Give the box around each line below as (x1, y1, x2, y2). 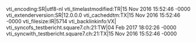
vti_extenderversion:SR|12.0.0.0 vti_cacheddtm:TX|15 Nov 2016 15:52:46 (6, 12, 181, 19)
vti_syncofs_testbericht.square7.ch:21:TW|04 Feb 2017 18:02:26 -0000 (6, 24, 177, 31)
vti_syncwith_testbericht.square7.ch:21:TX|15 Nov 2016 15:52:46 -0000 (6, 30, 177, 37)
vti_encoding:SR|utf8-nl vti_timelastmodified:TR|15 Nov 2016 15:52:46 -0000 (6, 6, 191, 12)
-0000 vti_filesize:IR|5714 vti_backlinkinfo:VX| (6, 18, 116, 24)
